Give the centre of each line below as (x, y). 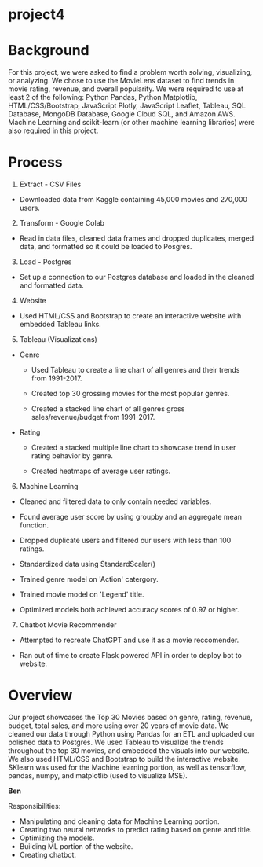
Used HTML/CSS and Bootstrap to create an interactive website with (130, 316)
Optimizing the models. (57, 838)
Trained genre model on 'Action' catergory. (89, 579)
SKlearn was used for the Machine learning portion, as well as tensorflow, (127, 767)
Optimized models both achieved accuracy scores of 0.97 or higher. (129, 610)
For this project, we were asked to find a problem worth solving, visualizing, (130, 72)
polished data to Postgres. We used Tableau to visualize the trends (116, 742)
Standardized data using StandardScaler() (87, 564)
